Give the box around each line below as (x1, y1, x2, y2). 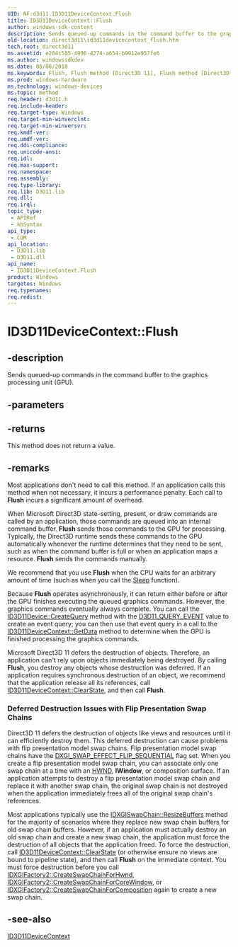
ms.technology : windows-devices (7, 83, 103, 90)
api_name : (7, 260, 37, 268)
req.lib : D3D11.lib (7, 188, 65, 195)
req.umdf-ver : (7, 135, 50, 142)
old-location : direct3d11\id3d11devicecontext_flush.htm (7, 37, 179, 44)
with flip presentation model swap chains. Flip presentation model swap (7, 744, 217, 752)
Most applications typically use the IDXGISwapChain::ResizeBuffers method (7, 810, 228, 818)
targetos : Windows (7, 280, 62, 287)
